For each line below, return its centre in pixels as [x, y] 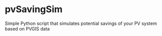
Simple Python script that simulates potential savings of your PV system [81, 23]
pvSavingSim [34, 9]
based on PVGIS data [27, 28]
